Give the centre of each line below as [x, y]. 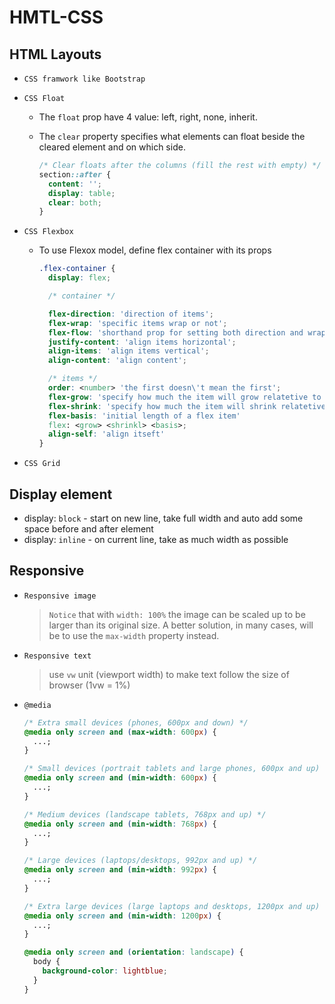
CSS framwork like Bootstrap [84, 79]
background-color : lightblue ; [105, 971]
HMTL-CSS [56, 17]
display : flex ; [79, 278]
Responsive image [60, 596]
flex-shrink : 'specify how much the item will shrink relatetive [186, 406]
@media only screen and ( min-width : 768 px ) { [120, 824]
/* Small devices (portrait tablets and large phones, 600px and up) [172, 769]
